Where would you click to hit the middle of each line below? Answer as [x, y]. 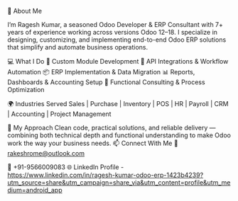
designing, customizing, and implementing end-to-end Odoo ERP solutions [117, 40]
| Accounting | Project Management [59, 114]
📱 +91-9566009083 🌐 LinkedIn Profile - [66, 167]
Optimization [26, 90]
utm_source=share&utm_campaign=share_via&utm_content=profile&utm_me [119, 183]
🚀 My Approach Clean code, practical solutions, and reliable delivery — [112, 128]
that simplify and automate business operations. [78, 47]
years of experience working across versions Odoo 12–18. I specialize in [113, 32]
